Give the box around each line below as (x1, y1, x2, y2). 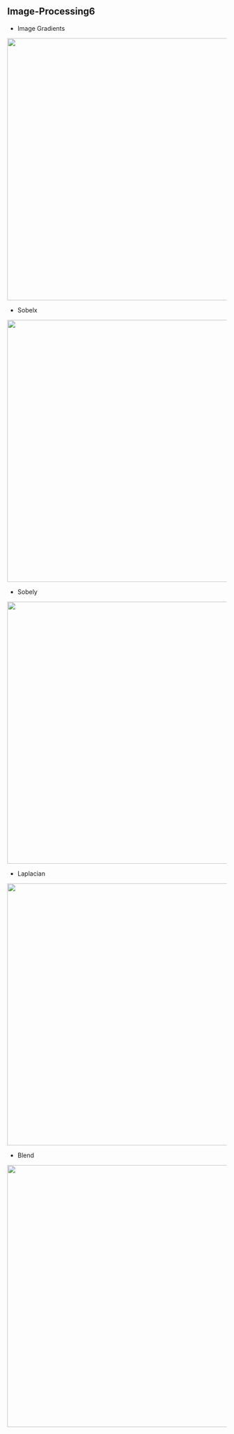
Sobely (17, 587, 38, 596)
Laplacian (17, 869, 45, 878)
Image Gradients (17, 24, 65, 32)
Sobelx (17, 305, 38, 314)
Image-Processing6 (7, 6, 95, 17)
